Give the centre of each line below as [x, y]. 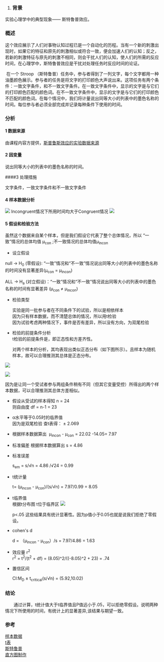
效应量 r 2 [21, 552]
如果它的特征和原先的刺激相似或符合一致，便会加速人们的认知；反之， [88, 51]
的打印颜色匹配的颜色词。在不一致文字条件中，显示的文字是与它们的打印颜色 [82, 92]
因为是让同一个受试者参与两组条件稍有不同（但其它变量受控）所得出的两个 [80, 384]
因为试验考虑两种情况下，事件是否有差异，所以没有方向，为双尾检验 [81, 323]
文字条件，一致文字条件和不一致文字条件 [46, 187]
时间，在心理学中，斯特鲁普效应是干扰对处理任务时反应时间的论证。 [73, 63]
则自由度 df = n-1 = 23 [34, 407]
